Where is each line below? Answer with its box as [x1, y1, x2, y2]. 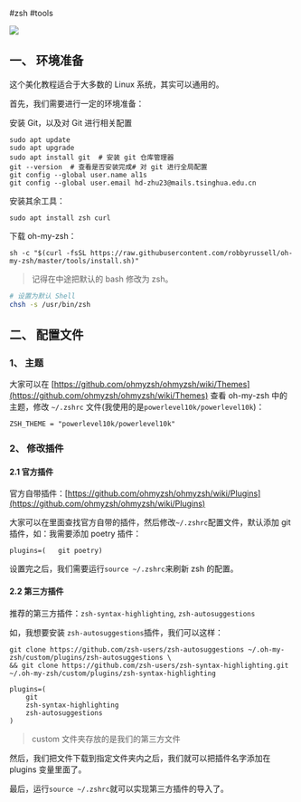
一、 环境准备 [9, 53, 84, 69]
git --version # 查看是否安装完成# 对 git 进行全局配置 [9, 162, 208, 171]
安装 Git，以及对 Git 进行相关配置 [9, 117, 133, 128]
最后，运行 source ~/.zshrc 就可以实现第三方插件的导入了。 [9, 783, 229, 794]
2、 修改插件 [9, 443, 64, 455]
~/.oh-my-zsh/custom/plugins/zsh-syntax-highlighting [9, 669, 217, 678]
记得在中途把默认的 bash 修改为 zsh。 [31, 273, 174, 284]
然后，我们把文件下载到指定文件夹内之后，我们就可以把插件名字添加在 [9, 752, 271, 763]
